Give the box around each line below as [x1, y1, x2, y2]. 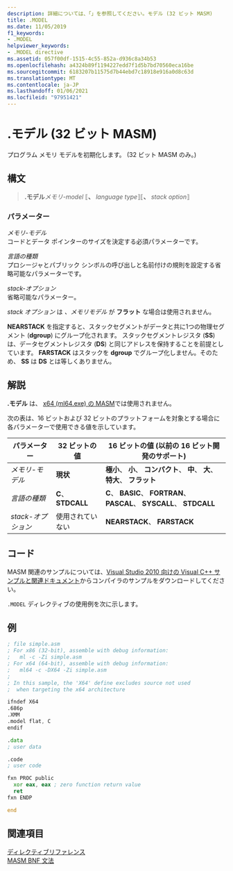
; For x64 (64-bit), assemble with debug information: [7, 661, 169, 667]
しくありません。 [67, 357, 116, 365]
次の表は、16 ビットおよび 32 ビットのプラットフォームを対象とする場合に [7, 414, 221, 422]
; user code [7, 762, 42, 770]
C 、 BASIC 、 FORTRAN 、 [105, 488, 191, 497]
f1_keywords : [7, 29, 45, 37]
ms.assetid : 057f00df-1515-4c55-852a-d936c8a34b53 [7, 56, 157, 63]
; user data [7, 743, 42, 750]
